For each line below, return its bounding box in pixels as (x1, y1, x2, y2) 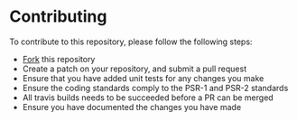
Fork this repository (22, 53, 96, 64)
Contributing (9, 6, 107, 27)
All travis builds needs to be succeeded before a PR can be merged (22, 92, 274, 103)
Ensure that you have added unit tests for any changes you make (22, 72, 265, 83)
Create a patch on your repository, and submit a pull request (22, 63, 246, 74)
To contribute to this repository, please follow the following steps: (9, 36, 253, 47)
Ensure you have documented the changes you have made (22, 101, 242, 112)
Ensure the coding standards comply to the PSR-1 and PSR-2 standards (22, 82, 289, 93)
